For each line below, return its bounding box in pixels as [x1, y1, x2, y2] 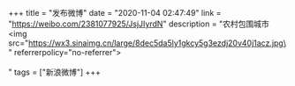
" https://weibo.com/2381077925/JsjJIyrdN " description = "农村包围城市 [8, 18, 270, 29]
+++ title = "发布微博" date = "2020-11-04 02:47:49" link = [8, 8, 222, 18]
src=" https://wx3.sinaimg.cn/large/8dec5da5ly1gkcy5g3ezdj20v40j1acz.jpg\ [8, 38, 286, 48]
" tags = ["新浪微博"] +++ [8, 67, 102, 77]
